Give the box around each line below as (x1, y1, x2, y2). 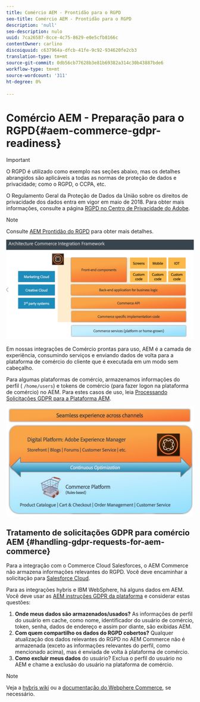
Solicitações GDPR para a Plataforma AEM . (6, 395, 112, 402)
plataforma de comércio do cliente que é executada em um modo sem (6, 358, 179, 366)
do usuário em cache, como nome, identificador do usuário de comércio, (14, 617, 194, 624)
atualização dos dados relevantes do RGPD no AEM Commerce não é (14, 636, 186, 643)
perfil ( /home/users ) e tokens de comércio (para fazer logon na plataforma (6, 382, 189, 389)
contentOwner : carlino (6, 41, 62, 47)
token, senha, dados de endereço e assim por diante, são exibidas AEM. (14, 623, 192, 631)
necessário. (6, 691, 35, 698)
